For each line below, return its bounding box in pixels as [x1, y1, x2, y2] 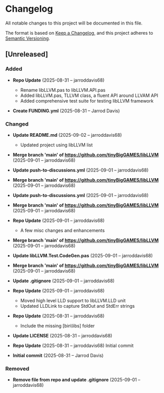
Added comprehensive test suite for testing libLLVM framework [20, 97, 154, 104]
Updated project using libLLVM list [20, 141, 93, 148]
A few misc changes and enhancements [20, 227, 105, 233]
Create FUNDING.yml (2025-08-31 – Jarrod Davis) [12, 108, 120, 114]
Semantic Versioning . [5, 35, 50, 41]
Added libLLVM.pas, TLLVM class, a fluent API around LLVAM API [20, 92, 158, 99]
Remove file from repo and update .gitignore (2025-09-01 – [12, 377, 140, 383]
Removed [5, 365, 30, 372]
